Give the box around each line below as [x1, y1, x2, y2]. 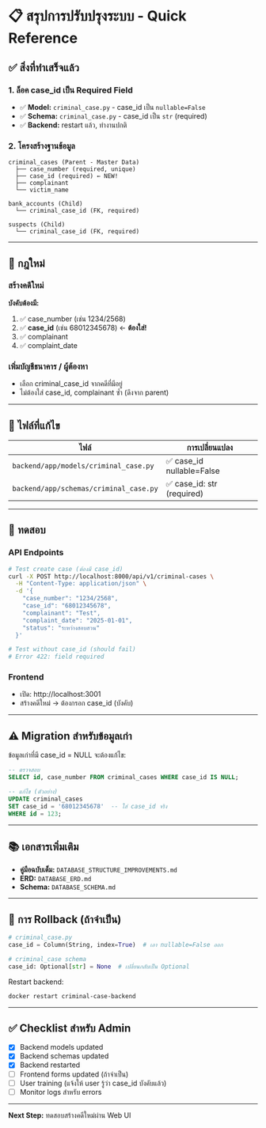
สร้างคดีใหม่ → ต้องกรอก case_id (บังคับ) [19, 698, 134, 708]
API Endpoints [8, 547, 64, 558]
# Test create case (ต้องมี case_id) [8, 565, 123, 573]
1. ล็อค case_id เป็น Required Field [8, 85, 133, 96]
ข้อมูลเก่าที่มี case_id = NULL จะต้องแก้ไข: [8, 750, 127, 760]
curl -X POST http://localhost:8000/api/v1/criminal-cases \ [8, 572, 215, 581]
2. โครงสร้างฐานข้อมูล [8, 140, 75, 151]
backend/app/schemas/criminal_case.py [12, 484, 158, 493]
